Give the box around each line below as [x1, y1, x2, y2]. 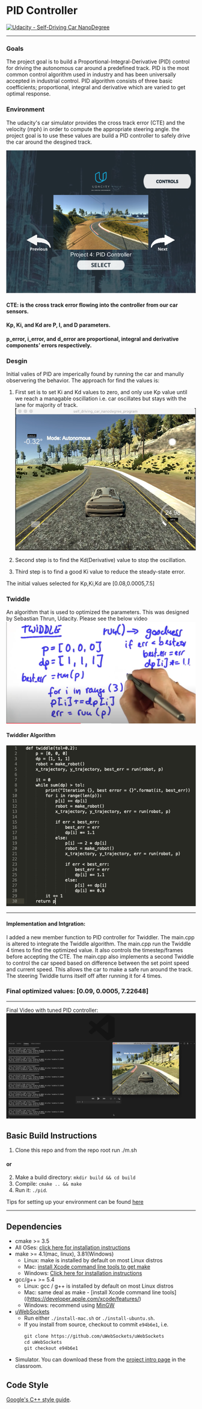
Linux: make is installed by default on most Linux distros [23, 1257, 163, 1264]
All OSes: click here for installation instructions [14, 1244, 130, 1251]
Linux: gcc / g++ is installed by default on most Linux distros [23, 1282, 174, 1289]
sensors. [6, 307, 29, 315]
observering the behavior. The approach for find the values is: [6, 377, 160, 384]
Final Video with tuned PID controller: [6, 1006, 99, 1014]
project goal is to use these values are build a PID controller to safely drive [6, 132, 191, 139]
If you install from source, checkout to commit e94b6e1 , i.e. [23, 1321, 169, 1328]
